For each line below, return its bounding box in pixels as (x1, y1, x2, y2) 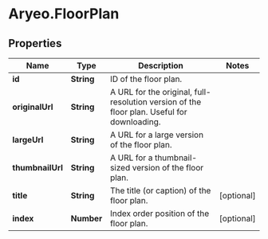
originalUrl (12, 101, 53, 112)
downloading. (110, 116, 161, 127)
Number (70, 213, 103, 224)
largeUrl (12, 135, 44, 145)
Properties (8, 37, 62, 50)
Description (138, 61, 183, 71)
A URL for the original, (110, 87, 193, 97)
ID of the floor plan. (110, 73, 183, 84)
